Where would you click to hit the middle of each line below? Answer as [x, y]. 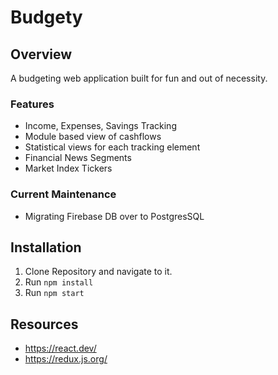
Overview [41, 54]
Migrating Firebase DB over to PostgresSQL [114, 216]
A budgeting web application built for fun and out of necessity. [139, 78]
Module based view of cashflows [93, 137]
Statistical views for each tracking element [112, 147]
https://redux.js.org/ [66, 359]
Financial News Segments [78, 158]
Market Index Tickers [68, 168]
